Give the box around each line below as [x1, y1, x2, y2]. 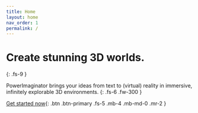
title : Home [6, 8, 36, 15]
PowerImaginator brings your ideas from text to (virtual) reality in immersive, [6, 82, 193, 89]
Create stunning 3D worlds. [6, 51, 145, 64]
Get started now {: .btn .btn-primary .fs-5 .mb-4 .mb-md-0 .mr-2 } [6, 100, 167, 107]
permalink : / [6, 25, 39, 32]
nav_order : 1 [6, 20, 39, 26]
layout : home [6, 14, 39, 20]
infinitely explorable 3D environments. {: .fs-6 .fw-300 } [6, 89, 142, 96]
